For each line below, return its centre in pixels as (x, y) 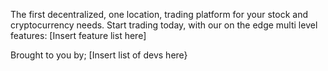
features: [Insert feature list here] (78, 35)
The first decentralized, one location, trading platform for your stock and (159, 14)
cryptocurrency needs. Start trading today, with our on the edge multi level (164, 25)
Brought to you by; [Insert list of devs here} (99, 55)
